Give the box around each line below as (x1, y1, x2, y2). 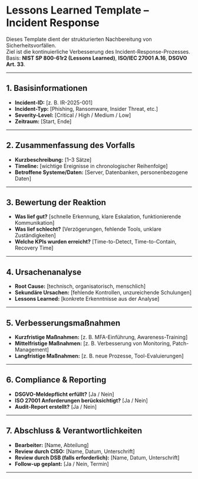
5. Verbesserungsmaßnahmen (6, 318, 121, 328)
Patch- (172, 340, 189, 347)
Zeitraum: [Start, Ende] (14, 117, 72, 124)
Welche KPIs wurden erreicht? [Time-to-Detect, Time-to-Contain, (14, 238, 177, 245)
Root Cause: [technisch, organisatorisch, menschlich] (14, 283, 146, 290)
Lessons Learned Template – (6, 4, 149, 17)
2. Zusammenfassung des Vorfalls (6, 140, 136, 150)
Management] (14, 346, 49, 353)
